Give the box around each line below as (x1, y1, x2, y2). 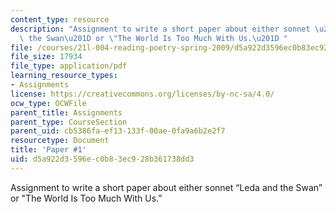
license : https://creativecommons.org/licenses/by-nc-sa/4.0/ (10, 89, 275, 99)
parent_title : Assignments (10, 107, 123, 118)
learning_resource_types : (10, 71, 118, 81)
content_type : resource (10, 14, 110, 25)
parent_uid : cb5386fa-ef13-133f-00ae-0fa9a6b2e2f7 (10, 126, 226, 136)
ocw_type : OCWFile (10, 98, 87, 108)
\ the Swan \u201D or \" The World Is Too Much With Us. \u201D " (19, 33, 288, 43)
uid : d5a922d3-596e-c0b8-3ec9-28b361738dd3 (10, 154, 195, 164)
